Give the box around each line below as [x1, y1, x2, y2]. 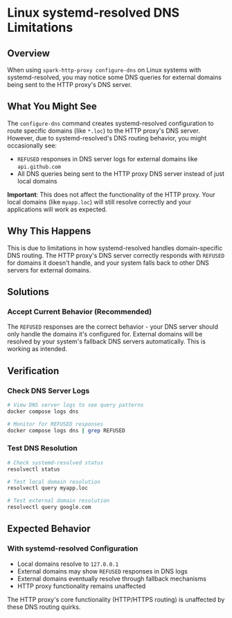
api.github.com [17, 163, 62, 170]
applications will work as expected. [7, 205, 107, 213]
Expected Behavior [7, 523, 91, 535]
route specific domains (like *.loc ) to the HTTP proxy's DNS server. [7, 127, 201, 135]
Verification [7, 365, 60, 377]
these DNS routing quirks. [7, 603, 81, 611]
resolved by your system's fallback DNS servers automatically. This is [7, 337, 206, 345]
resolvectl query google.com [7, 504, 91, 511]
